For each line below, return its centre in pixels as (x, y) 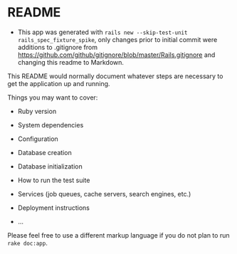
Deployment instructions (54, 208)
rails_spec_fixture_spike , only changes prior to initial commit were (117, 39)
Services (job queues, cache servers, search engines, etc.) (104, 194)
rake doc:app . (27, 243)
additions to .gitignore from (58, 47)
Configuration (38, 139)
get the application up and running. (59, 83)
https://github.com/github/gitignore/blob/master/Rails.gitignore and (116, 55)
